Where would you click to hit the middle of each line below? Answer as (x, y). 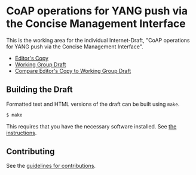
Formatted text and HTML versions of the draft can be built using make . (93, 104)
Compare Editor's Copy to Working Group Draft (73, 70)
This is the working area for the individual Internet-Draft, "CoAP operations (98, 40)
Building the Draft (39, 90)
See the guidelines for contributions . (51, 166)
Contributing (30, 151)
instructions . (22, 133)
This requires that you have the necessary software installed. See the (91, 126)
